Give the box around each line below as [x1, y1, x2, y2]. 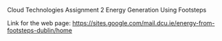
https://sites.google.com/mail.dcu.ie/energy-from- [71, 19, 215, 27]
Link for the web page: [7, 19, 71, 27]
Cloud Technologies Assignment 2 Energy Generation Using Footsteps [7, 6, 207, 14]
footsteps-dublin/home [7, 27, 73, 34]
